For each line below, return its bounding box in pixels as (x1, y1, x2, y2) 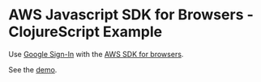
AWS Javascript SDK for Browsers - (8, 6, 254, 24)
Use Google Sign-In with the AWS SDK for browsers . (8, 49, 184, 59)
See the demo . (8, 64, 58, 74)
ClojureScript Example (8, 23, 163, 41)
